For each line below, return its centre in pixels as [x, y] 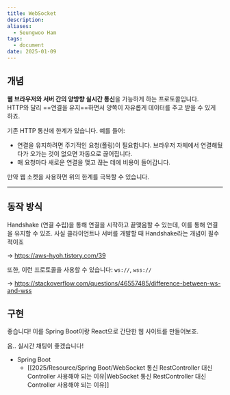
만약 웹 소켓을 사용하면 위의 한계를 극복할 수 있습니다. [78, 177]
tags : [15, 39]
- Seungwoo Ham [35, 33]
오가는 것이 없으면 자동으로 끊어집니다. [81, 153]
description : [26, 20]
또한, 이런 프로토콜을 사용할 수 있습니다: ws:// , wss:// [79, 269]
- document [29, 45]
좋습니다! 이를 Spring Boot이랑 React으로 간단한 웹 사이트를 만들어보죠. [103, 331]
